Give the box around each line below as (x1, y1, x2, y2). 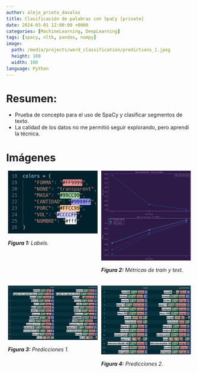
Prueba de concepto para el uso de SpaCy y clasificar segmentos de (14, 111, 183, 118)
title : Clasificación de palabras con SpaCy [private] (6, 15, 144, 22)
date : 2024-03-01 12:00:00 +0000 (6, 22, 89, 28)
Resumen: (6, 92, 57, 105)
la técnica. (14, 130, 40, 137)
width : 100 (11, 59, 38, 65)
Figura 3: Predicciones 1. (8, 346, 69, 353)
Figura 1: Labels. (8, 239, 49, 246)
